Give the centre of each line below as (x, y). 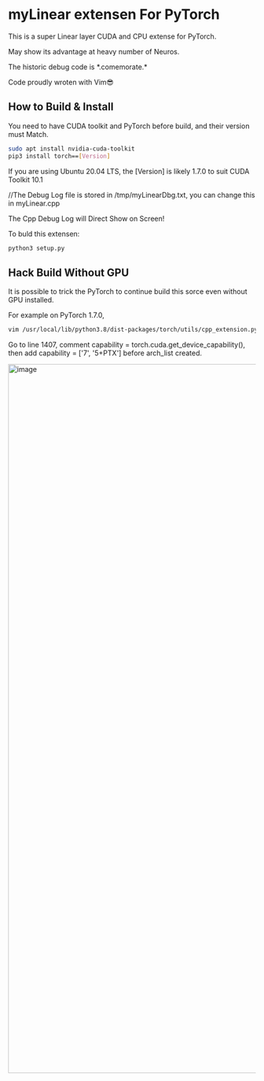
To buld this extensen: (44, 233)
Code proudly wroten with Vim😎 (61, 82)
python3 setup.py (37, 248)
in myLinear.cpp (34, 203)
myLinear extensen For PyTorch (114, 15)
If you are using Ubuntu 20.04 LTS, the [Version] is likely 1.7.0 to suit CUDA (129, 171)
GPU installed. (31, 300)
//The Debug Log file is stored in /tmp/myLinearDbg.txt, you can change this (132, 195)
